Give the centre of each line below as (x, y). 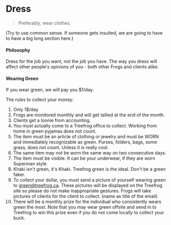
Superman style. (30, 164)
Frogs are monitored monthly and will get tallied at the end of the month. (89, 115)
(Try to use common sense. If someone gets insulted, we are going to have (84, 33)
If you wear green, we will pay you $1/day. (50, 90)
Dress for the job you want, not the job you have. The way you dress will (81, 61)
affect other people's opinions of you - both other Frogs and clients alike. (82, 67)
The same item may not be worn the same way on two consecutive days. (90, 153)
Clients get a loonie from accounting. (52, 120)
